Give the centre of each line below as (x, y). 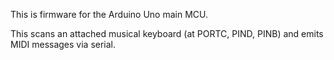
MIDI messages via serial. (63, 44)
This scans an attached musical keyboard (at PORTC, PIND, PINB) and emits (167, 33)
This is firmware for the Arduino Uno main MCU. (109, 14)
